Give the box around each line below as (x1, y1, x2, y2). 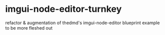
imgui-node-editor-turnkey (5, 3, 122, 15)
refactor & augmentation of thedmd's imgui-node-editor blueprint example (5, 20, 160, 26)
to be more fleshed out (5, 25, 53, 31)
